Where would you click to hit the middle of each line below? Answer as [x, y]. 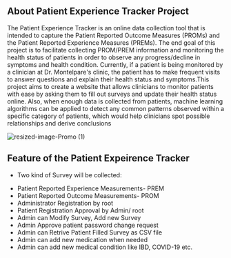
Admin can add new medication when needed [82, 239]
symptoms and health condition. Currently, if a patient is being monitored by [115, 64]
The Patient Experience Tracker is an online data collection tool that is [106, 28]
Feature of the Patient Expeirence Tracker [98, 158]
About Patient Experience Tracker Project [98, 11]
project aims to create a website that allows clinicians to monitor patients [110, 86]
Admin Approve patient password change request [88, 225]
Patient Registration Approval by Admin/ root [80, 210]
